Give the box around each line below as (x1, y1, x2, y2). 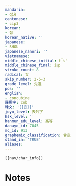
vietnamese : (5, 53, 30, 59)
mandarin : (5, 7, 26, 12)
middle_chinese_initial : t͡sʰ (5, 58, 68, 63)
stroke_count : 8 (5, 68, 39, 73)
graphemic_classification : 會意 (5, 133, 71, 138)
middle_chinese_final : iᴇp (5, 63, 61, 68)
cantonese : (5, 16, 28, 21)
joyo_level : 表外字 (5, 109, 43, 115)
